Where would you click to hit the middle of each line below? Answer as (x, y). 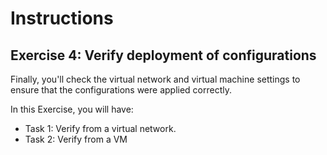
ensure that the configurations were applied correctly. (121, 90)
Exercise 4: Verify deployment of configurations (163, 55)
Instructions (62, 18)
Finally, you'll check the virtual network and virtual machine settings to (155, 79)
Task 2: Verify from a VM (76, 139)
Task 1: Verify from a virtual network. (100, 128)
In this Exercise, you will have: (72, 109)
